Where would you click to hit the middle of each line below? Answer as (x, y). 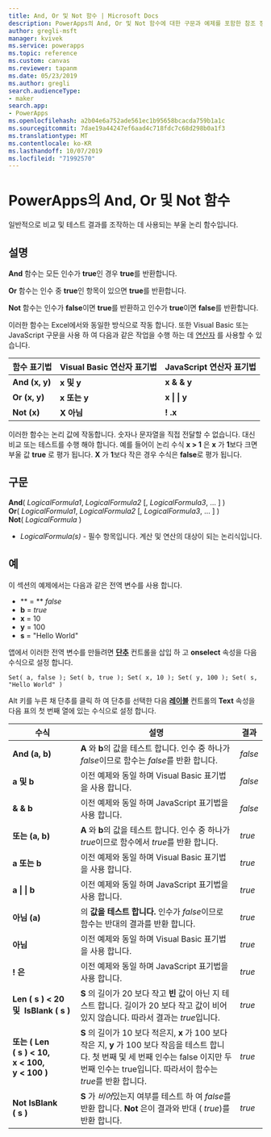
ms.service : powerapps (46, 46)
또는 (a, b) (31, 836)
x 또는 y (74, 398)
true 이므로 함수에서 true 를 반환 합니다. (149, 842)
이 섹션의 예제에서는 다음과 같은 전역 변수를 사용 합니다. (96, 585)
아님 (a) (27, 918)
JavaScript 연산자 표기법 (211, 367)
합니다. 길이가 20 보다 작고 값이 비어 (162, 1005)
